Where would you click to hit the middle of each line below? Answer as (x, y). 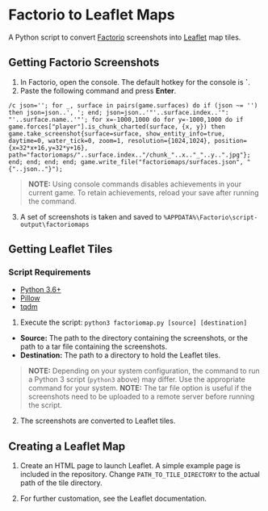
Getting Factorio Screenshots (84, 63)
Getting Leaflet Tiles (61, 249)
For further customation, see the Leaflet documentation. (113, 499)
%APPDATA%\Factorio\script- (211, 217)
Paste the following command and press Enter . (98, 90)
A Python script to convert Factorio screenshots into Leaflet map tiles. (125, 37)
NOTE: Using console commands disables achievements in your (135, 184)
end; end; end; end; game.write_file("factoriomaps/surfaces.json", (126, 162)
